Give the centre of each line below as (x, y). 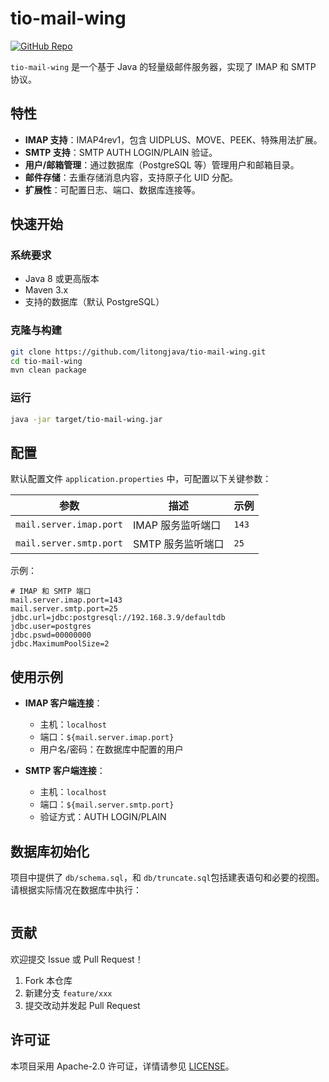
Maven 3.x (46, 290)
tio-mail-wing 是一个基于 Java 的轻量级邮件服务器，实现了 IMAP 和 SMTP (163, 66)
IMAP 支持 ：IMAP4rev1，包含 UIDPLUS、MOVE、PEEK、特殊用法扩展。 (173, 139)
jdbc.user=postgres (51, 627)
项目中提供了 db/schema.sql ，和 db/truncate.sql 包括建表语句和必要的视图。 (167, 877)
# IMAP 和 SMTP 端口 (51, 592)
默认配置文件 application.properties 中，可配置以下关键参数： (141, 479)
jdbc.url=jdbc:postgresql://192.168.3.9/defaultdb (118, 618)
